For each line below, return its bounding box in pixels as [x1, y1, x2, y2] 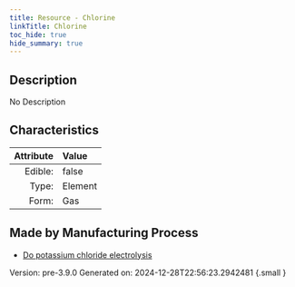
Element [62, 179, 98, 192]
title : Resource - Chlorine [9, 13, 116, 23]
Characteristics [9, 123, 100, 138]
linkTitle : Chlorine [9, 22, 88, 31]
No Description [9, 96, 66, 107]
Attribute [14, 149, 54, 162]
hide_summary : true [9, 38, 84, 48]
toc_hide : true [9, 30, 67, 39]
